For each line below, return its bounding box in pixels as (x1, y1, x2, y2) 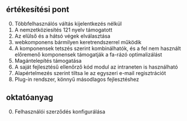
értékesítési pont (6, 5, 70, 15)
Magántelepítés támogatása (14, 57, 82, 64)
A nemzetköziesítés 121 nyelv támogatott (14, 26, 113, 33)
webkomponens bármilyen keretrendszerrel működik (14, 38, 142, 45)
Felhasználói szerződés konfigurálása (14, 108, 106, 115)
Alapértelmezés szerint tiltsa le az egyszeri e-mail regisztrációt (14, 69, 167, 76)
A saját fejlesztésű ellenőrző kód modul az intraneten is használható (14, 63, 178, 70)
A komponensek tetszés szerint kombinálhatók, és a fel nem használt (14, 45, 181, 52)
